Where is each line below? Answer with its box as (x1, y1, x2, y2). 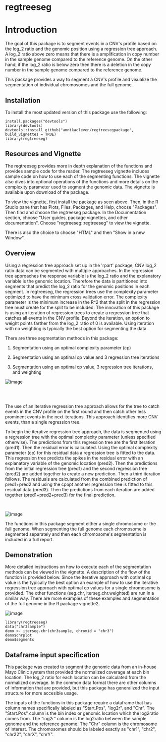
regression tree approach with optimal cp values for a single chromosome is (5, 585, 161, 591)
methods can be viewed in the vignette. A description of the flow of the (5, 569, 151, 575)
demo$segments (5, 637, 35, 642)
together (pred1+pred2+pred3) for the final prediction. (5, 492, 116, 498)
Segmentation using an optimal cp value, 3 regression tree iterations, (12, 364, 154, 370)
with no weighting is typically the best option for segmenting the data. (5, 325, 148, 331)
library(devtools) (5, 123, 43, 128)
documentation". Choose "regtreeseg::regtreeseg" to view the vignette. (5, 220, 151, 226)
